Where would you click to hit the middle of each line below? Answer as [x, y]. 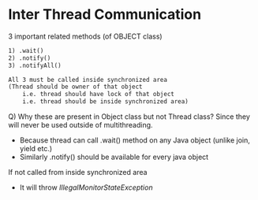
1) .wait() [26, 50]
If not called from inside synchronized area [78, 172]
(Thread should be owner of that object [76, 87]
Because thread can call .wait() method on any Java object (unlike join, [135, 140]
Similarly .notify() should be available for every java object [114, 157]
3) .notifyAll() [35, 65]
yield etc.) [36, 149]
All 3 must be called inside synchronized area [88, 80]
